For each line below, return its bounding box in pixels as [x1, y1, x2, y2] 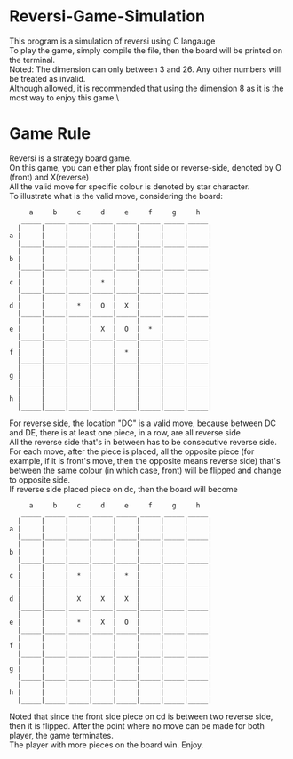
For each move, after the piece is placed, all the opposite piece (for [9, 446, 255, 457]
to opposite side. [9, 474, 71, 485]
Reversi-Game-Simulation [9, 6, 206, 27]
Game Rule [9, 124, 91, 144]
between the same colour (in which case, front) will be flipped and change [9, 465, 281, 475]
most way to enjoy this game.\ [9, 92, 120, 103]
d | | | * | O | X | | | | [9, 300, 213, 310]
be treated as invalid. [9, 73, 86, 84]
